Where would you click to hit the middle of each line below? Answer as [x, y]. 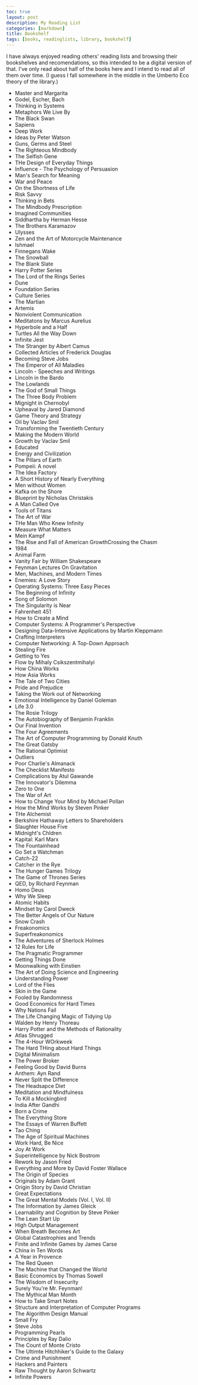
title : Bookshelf [28, 34]
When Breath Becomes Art [47, 1231]
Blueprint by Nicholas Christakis [54, 498]
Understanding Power [42, 978]
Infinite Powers [33, 1377]
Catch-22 [26, 858]
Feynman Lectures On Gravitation [56, 567]
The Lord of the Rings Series [50, 276]
